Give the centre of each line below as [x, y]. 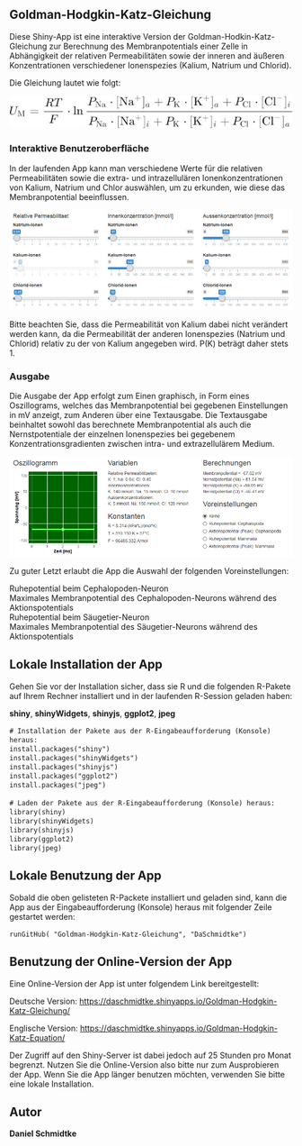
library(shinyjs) [42, 830]
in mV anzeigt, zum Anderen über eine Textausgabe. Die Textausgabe [138, 415]
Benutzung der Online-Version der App [121, 962]
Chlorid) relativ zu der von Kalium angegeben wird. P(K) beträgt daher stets [149, 343]
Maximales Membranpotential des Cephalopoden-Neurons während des [143, 598]
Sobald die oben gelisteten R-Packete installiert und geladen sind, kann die [148, 897]
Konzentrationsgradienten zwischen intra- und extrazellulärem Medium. [142, 444]
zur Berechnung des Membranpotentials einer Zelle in [149, 46]
